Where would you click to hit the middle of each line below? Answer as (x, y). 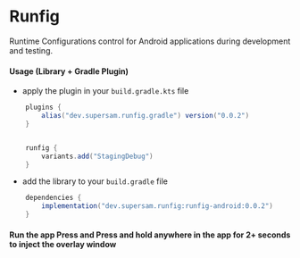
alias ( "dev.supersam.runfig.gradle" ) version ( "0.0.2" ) (146, 116)
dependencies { (54, 198)
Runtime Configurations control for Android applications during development (150, 41)
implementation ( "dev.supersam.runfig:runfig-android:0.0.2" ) (158, 206)
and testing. (31, 50)
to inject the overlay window (63, 244)
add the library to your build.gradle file (95, 181)
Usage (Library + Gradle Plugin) (69, 71)
